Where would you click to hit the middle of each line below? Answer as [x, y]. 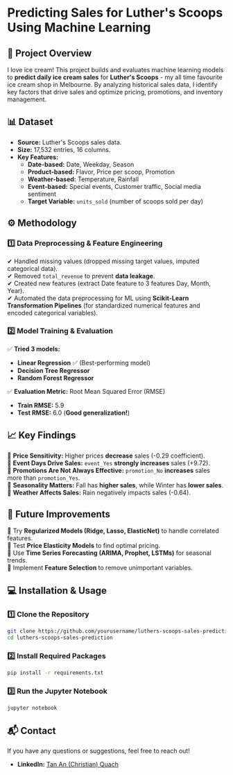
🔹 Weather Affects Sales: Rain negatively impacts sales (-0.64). [99, 492]
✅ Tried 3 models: [34, 349]
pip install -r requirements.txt [55, 673]
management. [27, 99]
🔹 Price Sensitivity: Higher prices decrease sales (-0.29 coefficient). [106, 456]
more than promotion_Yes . [44, 478]
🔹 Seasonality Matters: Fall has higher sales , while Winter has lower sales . [115, 485]
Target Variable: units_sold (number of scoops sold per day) [115, 201]
